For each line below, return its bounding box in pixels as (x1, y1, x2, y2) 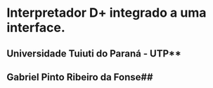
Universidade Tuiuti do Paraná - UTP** (6, 47, 182, 59)
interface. (6, 20, 65, 36)
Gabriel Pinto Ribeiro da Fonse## (6, 71, 153, 83)
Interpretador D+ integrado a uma (6, 5, 207, 21)
